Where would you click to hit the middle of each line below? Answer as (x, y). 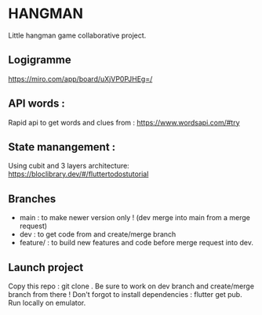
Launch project (46, 267)
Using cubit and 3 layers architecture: (69, 166)
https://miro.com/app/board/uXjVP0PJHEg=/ (80, 78)
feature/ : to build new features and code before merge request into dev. (136, 243)
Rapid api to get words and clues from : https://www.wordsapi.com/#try (124, 122)
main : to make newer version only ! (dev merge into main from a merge (135, 218)
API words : (36, 104)
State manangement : (62, 147)
